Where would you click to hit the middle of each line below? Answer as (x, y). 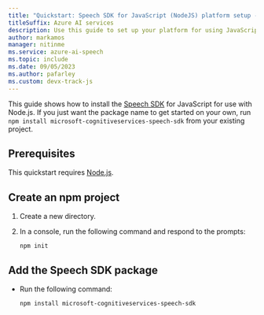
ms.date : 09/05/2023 (42, 67)
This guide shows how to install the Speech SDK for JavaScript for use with (130, 104)
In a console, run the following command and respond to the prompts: (132, 232)
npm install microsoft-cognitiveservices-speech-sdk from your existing (126, 120)
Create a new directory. (57, 217)
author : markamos (37, 37)
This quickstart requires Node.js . (61, 172)
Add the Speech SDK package (83, 270)
